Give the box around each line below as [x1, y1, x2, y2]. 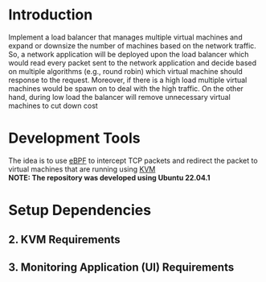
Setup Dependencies [8, 201, 151, 219]
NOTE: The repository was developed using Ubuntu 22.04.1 [8, 172, 211, 182]
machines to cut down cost [8, 101, 98, 110]
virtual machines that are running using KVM [8, 164, 156, 174]
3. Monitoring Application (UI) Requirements [8, 260, 235, 274]
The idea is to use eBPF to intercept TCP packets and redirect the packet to [8, 156, 259, 165]
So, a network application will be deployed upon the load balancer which [8, 49, 249, 59]
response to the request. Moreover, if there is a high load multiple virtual [8, 75, 248, 85]
